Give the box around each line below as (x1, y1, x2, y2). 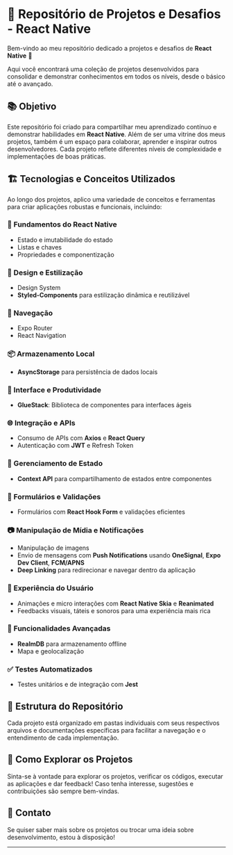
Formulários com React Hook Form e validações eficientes (17, 507, 186, 516)
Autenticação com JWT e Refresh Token (17, 441, 134, 450)
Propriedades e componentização (17, 250, 114, 259)
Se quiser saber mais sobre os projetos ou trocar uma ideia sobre (7, 825, 194, 833)
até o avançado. (7, 79, 53, 88)
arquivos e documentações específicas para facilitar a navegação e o (7, 726, 206, 734)
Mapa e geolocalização (17, 646, 85, 655)
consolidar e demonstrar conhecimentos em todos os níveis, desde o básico (7, 72, 225, 81)
